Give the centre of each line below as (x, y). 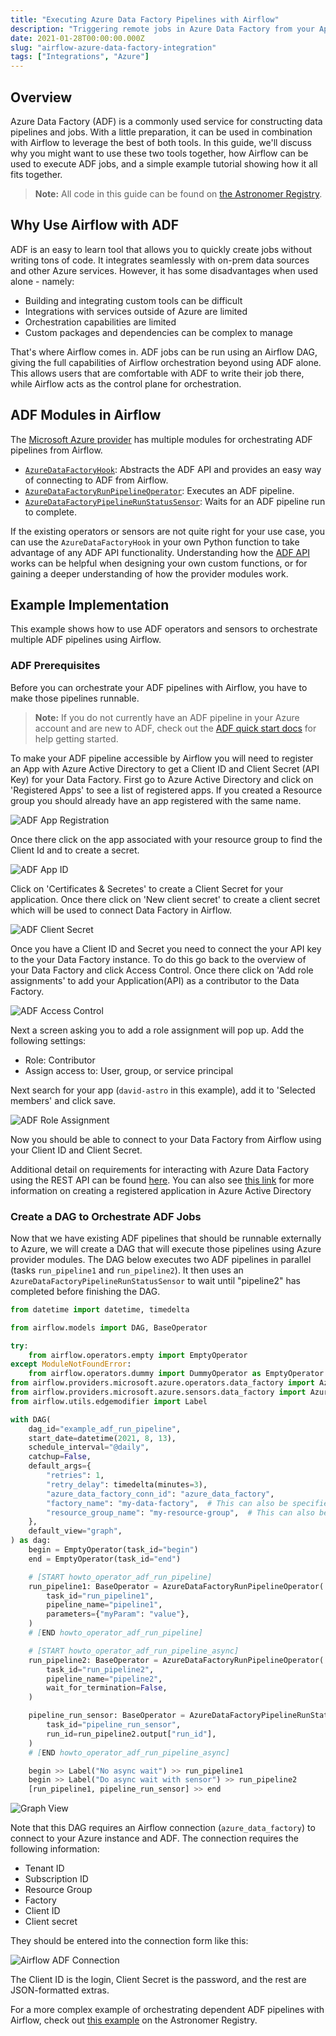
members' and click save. (63, 1100)
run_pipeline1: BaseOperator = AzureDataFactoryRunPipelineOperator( (176, 1586)
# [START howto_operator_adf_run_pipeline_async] (134, 1651)
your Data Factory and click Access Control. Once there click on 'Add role (162, 970)
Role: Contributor (60, 1060)
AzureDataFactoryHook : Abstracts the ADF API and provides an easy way (173, 469)
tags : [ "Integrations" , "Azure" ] (80, 57)
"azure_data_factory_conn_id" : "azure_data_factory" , (160, 1494)
